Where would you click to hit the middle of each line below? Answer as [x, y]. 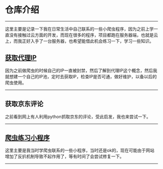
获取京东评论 [24, 104]
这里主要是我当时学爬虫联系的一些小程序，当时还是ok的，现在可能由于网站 [80, 151]
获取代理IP [21, 58]
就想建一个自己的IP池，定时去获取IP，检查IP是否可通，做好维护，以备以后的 [81, 76]
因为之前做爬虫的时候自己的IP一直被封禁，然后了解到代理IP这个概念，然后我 [81, 70]
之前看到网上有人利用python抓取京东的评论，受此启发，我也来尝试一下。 [78, 117]
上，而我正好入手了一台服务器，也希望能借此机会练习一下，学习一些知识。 [79, 41]
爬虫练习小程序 [27, 138]
